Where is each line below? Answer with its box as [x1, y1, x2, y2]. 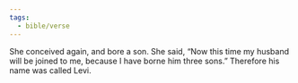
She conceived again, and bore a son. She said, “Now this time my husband [9, 46, 290, 56]
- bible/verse [17, 21, 70, 30]
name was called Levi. [9, 64, 92, 76]
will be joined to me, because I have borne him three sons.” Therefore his [9, 55, 280, 66]
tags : [9, 12, 30, 22]
